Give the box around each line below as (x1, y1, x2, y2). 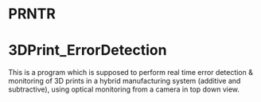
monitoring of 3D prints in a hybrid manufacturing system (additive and (8, 76, 241, 86)
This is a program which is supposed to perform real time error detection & (8, 68, 253, 77)
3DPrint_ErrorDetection (8, 41, 167, 60)
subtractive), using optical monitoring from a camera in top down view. (8, 84, 240, 94)
